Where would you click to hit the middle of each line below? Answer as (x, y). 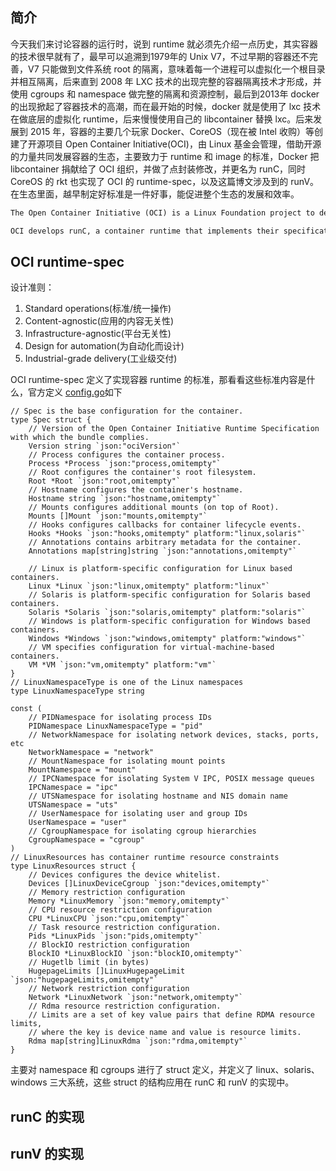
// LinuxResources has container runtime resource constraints (145, 858)
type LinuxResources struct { (73, 866)
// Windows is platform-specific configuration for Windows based (169, 621)
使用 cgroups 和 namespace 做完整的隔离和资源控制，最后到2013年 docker (165, 94)
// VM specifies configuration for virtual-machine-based (151, 648)
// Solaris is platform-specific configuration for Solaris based (169, 595)
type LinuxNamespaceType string (77, 691)
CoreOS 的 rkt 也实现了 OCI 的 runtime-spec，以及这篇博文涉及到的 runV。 (165, 181)
